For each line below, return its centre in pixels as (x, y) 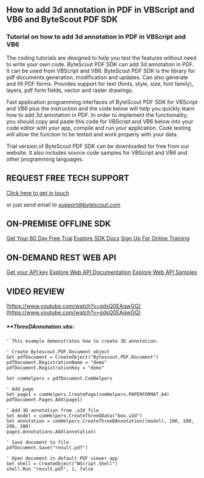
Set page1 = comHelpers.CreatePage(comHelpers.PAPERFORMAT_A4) (88, 394)
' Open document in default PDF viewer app (62, 458)
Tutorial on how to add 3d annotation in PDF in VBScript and (96, 37)
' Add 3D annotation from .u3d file (53, 410)
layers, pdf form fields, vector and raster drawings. (70, 90)
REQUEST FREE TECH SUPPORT (68, 178)
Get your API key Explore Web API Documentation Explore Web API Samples (102, 272)
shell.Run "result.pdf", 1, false (50, 469)
